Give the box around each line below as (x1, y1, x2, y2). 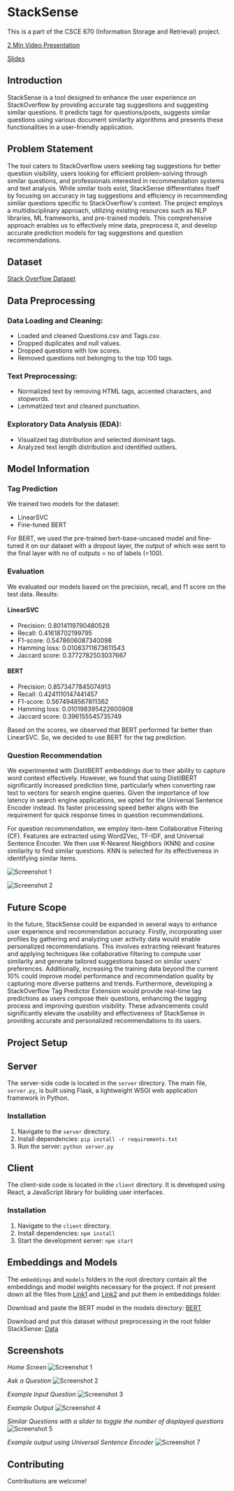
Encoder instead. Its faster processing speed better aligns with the (7, 804, 199, 812)
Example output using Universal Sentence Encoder (7, 1438, 154, 1446)
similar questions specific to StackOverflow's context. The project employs (7, 198, 224, 207)
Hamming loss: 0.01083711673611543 (17, 643, 125, 652)
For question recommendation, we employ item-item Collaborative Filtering (7, 825, 223, 833)
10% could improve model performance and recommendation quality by (7, 972, 214, 980)
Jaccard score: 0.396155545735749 (17, 712, 122, 721)
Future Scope (7, 902, 67, 913)
